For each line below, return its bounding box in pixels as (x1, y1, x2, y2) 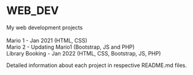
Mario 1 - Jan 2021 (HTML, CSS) (6, 37, 87, 44)
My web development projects (6, 24, 83, 31)
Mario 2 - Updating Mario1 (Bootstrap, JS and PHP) (6, 43, 135, 51)
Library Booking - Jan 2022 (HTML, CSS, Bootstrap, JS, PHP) (6, 49, 161, 57)
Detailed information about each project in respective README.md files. (6, 62, 188, 69)
